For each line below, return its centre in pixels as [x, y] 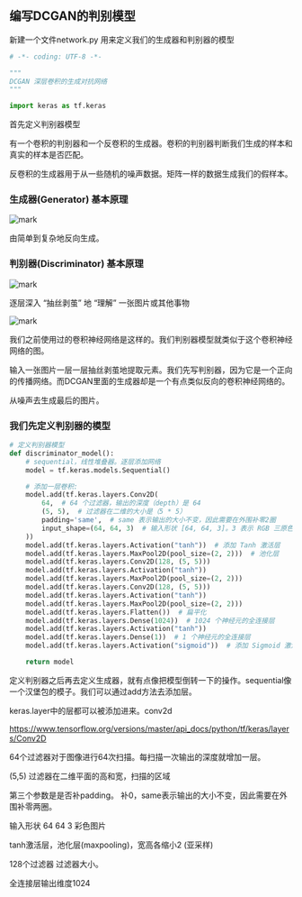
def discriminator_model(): [62, 453]
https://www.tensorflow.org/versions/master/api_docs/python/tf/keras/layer [149, 728]
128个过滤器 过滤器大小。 [56, 864]
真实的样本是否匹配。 [49, 155]
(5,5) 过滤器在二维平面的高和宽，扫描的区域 [90, 776]
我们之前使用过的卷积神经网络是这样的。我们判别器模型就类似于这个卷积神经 [151, 339]
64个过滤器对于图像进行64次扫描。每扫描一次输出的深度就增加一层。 [138, 756]
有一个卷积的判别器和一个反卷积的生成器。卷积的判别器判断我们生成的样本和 [151, 143]
